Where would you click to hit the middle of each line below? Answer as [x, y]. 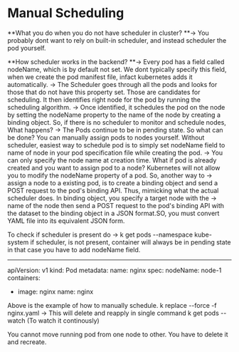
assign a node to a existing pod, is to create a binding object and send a [113, 182]
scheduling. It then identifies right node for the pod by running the [104, 99]
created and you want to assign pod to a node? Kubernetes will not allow [114, 167]
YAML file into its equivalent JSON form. [66, 221]
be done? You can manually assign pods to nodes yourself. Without [106, 138]
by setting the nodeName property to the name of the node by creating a [114, 115]
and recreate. [27, 342]
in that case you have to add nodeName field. [74, 249]
